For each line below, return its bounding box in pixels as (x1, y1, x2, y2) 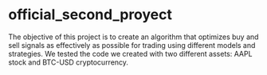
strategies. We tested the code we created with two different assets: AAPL (8, 49, 253, 58)
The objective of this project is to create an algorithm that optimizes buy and (8, 32, 259, 41)
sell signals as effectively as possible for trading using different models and (8, 40, 256, 49)
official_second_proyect (8, 6, 173, 24)
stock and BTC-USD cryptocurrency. (8, 57, 129, 67)
